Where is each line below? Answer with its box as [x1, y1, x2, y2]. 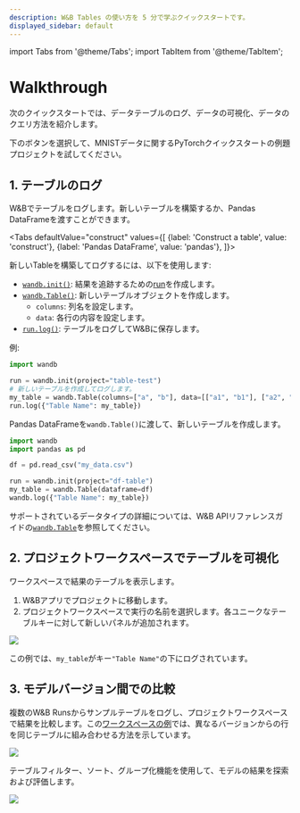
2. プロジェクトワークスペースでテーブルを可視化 [9, 551, 279, 566]
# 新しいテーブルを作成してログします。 [9, 385, 137, 394]
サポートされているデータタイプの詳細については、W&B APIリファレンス [9, 510, 276, 521]
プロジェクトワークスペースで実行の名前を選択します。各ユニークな [21, 606, 271, 617]
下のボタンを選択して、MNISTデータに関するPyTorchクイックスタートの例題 [9, 137, 291, 148]
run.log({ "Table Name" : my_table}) [9, 401, 142, 411]
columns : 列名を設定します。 [35, 301, 138, 312]
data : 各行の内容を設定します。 [35, 312, 150, 323]
